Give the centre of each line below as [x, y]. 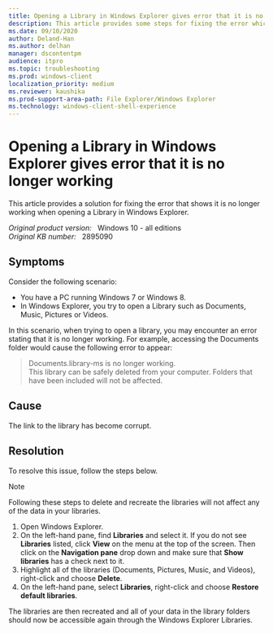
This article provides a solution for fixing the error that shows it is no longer [134, 204]
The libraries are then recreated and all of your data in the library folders [129, 611]
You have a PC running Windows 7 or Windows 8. [103, 297]
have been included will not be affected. [95, 380]
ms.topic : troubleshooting [54, 69]
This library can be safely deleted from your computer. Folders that [141, 372]
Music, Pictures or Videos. [64, 314]
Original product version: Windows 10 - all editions [95, 228]
